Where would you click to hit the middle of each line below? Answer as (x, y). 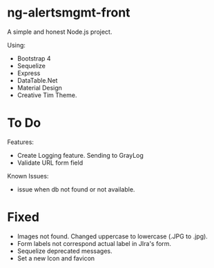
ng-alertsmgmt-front (69, 13)
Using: (17, 45)
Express (29, 73)
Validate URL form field (50, 163)
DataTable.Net (37, 80)
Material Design (39, 87)
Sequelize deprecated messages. (65, 251)
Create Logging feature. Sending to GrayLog (80, 155)
